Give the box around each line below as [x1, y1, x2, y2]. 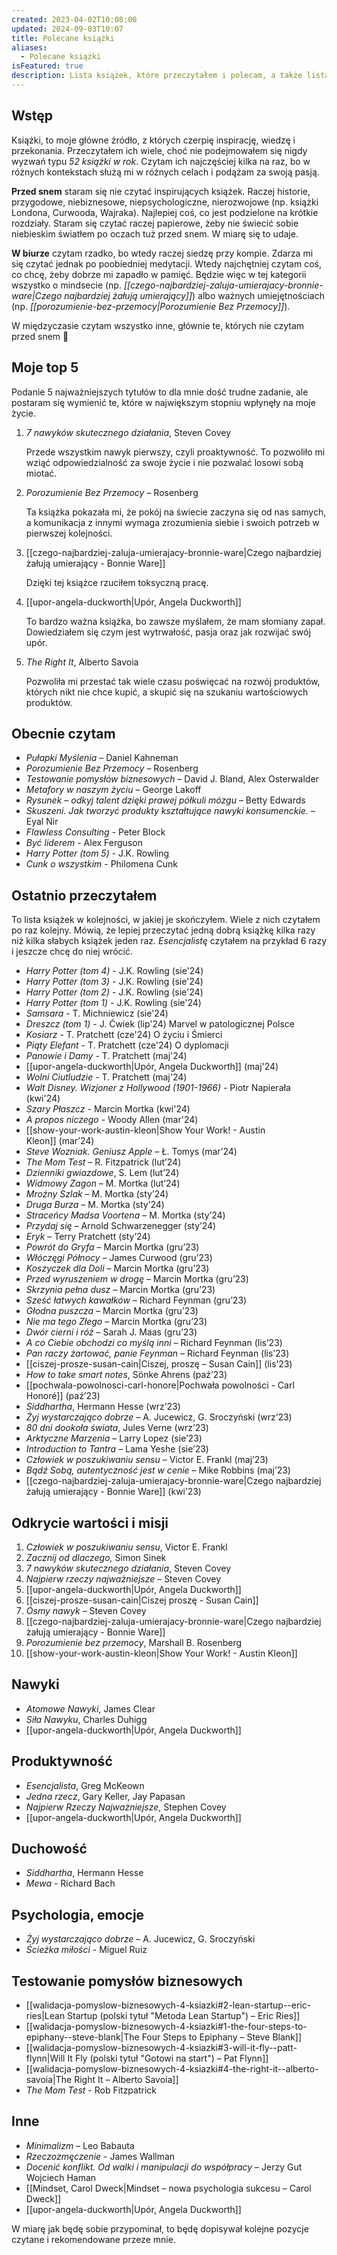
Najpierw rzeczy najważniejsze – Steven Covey [25, 1572, 222, 1585]
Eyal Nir [25, 816, 59, 828]
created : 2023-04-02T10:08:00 [11, 14, 138, 25]
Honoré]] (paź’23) [25, 1390, 101, 1402]
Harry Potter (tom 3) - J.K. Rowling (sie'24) [25, 976, 204, 988]
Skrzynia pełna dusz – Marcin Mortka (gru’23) [25, 1284, 216, 1296]
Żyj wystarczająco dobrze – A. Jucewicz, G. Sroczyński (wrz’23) [25, 1411, 293, 1423]
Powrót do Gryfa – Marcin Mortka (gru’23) [25, 1241, 200, 1253]
